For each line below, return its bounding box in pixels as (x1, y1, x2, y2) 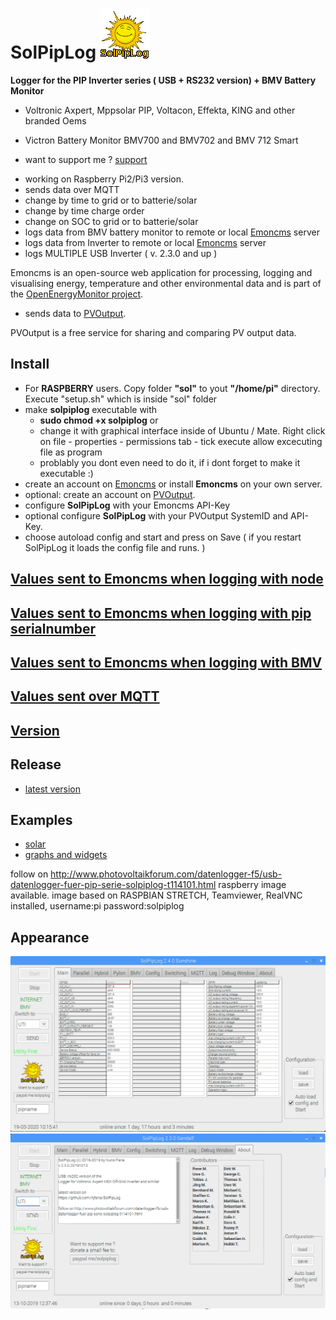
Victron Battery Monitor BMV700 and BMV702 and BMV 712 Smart (24, 134, 299, 146)
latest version (24, 783, 82, 795)
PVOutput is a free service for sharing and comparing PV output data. (10, 326, 297, 338)
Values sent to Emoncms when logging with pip (10, 604, 312, 622)
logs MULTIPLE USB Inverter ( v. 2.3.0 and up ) (24, 247, 218, 259)
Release (10, 756, 62, 773)
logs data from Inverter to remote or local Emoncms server (24, 236, 267, 248)
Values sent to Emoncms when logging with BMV (10, 654, 323, 671)
